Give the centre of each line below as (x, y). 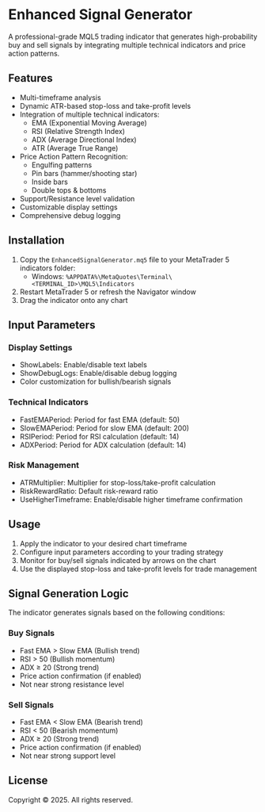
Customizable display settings (68, 207)
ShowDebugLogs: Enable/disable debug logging (98, 373)
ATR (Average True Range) (75, 147)
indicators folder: (47, 268)
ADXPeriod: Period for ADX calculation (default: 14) (103, 445)
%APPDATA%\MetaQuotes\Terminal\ (119, 277)
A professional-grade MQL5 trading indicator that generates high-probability (133, 36)
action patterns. (34, 53)
